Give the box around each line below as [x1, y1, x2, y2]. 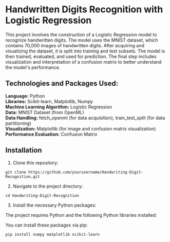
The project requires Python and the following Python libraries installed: [5, 212, 157, 218]
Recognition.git [5, 174, 40, 179]
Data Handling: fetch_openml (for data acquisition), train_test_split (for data [5, 115, 165, 121]
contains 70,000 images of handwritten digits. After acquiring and [5, 42, 145, 48]
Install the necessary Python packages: [12, 202, 97, 208]
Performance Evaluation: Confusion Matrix [5, 131, 98, 137]
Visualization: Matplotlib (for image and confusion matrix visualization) [5, 125, 156, 132]
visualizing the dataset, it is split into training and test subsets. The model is [5, 48, 165, 54]
